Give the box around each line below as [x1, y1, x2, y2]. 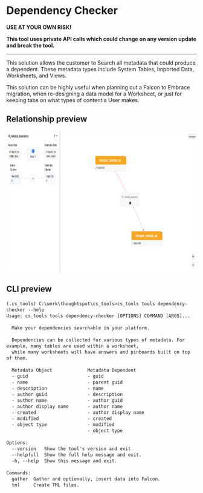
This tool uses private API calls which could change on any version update [6, 35, 197, 42]
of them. [6, 355, 28, 361]
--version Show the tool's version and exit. [11, 445, 134, 452]
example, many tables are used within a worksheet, [6, 343, 139, 349]
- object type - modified [11, 421, 115, 428]
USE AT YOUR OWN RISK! [6, 24, 72, 31]
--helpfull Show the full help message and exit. [11, 451, 142, 458]
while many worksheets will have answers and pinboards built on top [11, 349, 190, 355]
